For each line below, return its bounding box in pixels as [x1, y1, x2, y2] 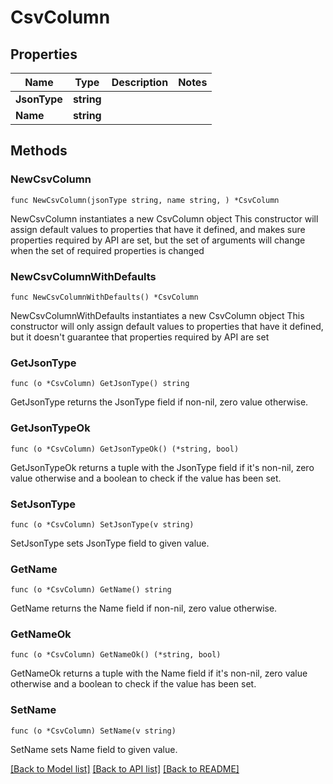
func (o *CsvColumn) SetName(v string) [10, 726, 177, 736]
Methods [10, 142, 68, 160]
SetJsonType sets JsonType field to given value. [10, 537, 210, 549]
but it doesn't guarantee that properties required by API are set [10, 331, 270, 343]
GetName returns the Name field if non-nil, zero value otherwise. [10, 602, 278, 615]
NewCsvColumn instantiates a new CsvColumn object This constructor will [10, 212, 319, 225]
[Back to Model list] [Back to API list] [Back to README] [10, 762, 240, 775]
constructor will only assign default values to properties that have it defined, [10, 320, 324, 332]
